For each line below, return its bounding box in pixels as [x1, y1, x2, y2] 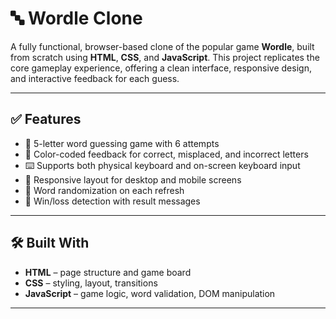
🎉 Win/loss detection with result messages [24, 195, 201, 207]
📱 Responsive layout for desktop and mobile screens [24, 173, 242, 186]
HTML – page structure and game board [24, 266, 192, 278]
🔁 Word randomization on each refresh [24, 184, 185, 196]
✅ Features [10, 111, 82, 128]
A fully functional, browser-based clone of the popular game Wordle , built [10, 40, 315, 52]
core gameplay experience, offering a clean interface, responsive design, [10, 62, 312, 74]
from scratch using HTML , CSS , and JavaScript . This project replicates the [10, 51, 320, 63]
